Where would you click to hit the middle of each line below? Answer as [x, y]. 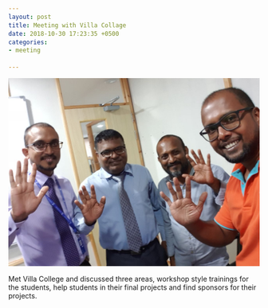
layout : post [30, 17]
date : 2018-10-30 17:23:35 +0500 [64, 33]
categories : [28, 42]
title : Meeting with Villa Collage [67, 25]
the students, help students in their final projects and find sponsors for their [132, 287]
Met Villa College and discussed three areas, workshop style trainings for [128, 279]
